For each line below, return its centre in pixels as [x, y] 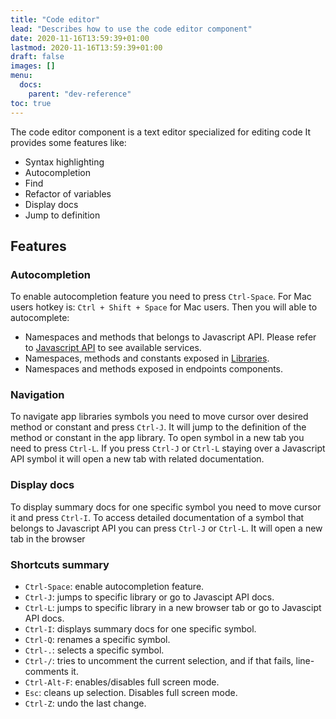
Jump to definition [62, 215]
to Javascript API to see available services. [113, 348]
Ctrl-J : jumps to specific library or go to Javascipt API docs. [149, 597]
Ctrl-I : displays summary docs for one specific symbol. [140, 629]
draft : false [37, 57]
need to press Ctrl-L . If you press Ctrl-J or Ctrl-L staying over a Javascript [168, 448]
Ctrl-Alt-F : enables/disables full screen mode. [122, 682]
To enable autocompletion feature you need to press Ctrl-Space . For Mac [161, 297]
